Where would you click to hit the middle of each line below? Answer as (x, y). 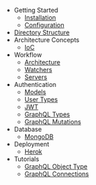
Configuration (44, 25)
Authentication (35, 84)
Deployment (32, 144)
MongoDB (39, 137)
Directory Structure (42, 32)
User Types (41, 100)
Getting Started (36, 10)
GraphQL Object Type (56, 166)
